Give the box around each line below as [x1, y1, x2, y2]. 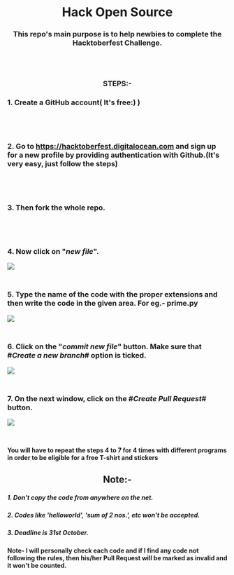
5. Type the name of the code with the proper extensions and [7, 290, 218, 299]
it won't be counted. [7, 561, 67, 569]
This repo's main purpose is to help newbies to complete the [13, 29, 222, 39]
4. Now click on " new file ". [7, 246, 99, 256]
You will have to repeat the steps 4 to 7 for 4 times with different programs [7, 446, 227, 454]
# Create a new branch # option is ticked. [7, 351, 147, 360]
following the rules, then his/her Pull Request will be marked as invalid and [7, 553, 228, 562]
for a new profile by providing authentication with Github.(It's [7, 150, 220, 160]
